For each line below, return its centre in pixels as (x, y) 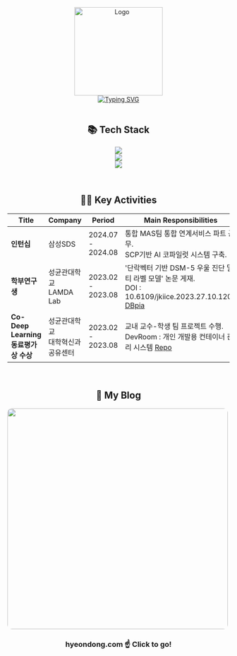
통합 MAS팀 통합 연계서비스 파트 (176, 233)
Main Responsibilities (181, 220)
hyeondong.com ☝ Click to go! (119, 645)
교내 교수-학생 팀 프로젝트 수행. (174, 326)
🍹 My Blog (119, 396)
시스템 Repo (152, 347)
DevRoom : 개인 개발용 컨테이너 (175, 336)
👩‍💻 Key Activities (119, 200)
